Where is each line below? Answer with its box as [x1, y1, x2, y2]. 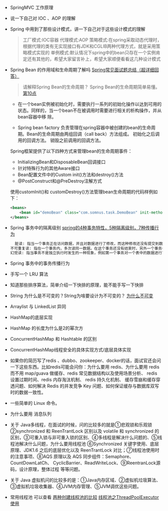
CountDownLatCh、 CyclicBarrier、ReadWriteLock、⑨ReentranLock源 [10, 460, 161, 466]
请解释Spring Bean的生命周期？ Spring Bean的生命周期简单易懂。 [22, 84, 160, 90]
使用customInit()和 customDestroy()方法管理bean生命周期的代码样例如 [10, 189, 158, 195]
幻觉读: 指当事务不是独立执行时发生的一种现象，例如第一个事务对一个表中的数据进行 [10, 251, 162, 256]
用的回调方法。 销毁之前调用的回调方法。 [17, 137, 104, 143]
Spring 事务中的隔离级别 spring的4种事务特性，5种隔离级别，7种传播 [10, 224, 155, 230]
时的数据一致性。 [10, 389, 46, 396]
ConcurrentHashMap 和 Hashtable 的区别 [10, 336, 97, 342]
